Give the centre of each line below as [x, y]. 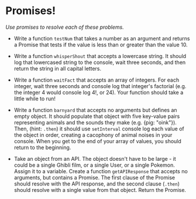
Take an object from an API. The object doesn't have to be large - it [95, 158]
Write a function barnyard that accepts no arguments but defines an [95, 110]
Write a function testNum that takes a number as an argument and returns [102, 38]
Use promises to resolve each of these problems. [65, 27]
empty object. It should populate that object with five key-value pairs [97, 116]
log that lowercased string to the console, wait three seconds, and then [100, 62]
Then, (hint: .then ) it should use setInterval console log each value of [99, 129]
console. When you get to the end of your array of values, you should [98, 141]
